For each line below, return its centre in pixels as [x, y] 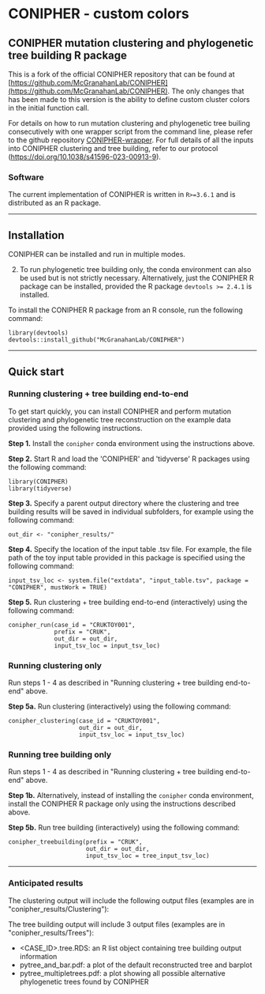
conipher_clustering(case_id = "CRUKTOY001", [84, 721]
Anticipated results [46, 883]
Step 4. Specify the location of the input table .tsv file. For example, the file [130, 549]
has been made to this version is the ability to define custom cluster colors [129, 99]
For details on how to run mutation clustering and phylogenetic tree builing [129, 123]
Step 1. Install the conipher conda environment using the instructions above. [131, 443]
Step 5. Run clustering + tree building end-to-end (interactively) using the [128, 602]
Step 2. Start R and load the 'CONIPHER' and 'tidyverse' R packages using [129, 459]
